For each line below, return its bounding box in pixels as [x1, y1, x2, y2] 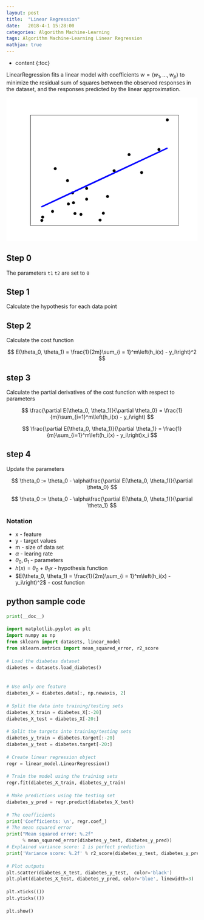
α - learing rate [15, 550, 53, 557]
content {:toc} [15, 60, 50, 66]
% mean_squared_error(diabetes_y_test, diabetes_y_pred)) [22, 837, 172, 844]
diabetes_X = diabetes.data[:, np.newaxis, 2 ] [6, 690, 126, 696]
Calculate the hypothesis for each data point [6, 303, 117, 310]
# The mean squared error [6, 825, 72, 831]
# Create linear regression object [6, 754, 97, 760]
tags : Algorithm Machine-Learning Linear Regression [6, 35, 143, 42]
